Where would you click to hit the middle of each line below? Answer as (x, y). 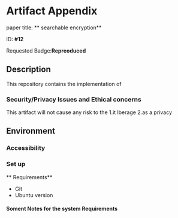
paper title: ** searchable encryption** (54, 27)
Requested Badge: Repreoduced (46, 50)
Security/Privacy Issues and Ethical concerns (74, 99)
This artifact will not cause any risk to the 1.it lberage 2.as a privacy (89, 112)
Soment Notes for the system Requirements (62, 209)
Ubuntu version (34, 195)
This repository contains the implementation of (64, 84)
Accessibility (26, 148)
